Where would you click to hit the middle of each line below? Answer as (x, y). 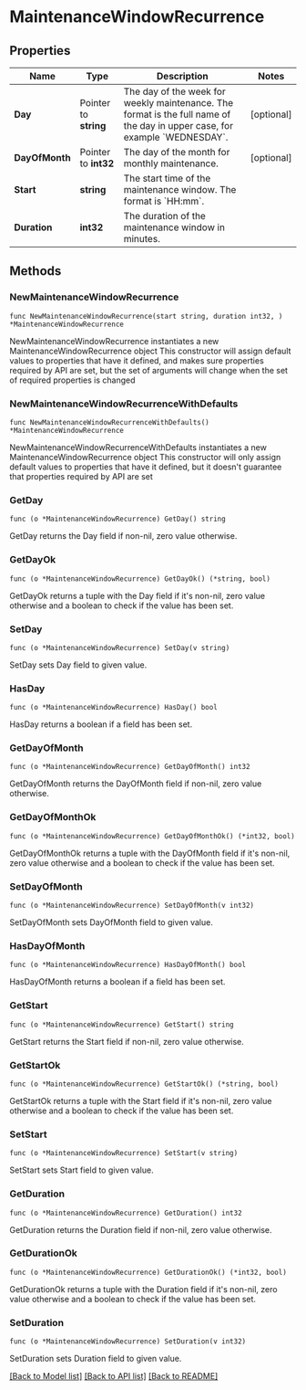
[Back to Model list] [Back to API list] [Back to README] (114, 1376)
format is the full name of (177, 114)
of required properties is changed (72, 380)
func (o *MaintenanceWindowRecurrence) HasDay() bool (114, 708)
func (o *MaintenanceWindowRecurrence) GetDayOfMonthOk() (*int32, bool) (153, 836)
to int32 (97, 163)
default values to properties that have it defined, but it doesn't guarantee (146, 467)
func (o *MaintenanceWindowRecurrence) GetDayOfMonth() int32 (130, 767)
